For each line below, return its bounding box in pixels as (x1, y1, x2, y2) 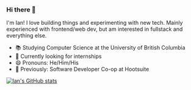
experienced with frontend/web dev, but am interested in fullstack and (6, 25, 183, 33)
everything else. (6, 32, 47, 39)
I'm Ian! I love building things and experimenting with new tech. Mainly (6, 19, 183, 27)
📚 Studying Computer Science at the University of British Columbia (15, 44, 186, 51)
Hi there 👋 (6, 5, 37, 14)
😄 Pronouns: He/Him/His (15, 59, 79, 66)
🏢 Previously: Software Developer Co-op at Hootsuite (15, 66, 150, 73)
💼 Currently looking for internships (15, 53, 102, 60)
